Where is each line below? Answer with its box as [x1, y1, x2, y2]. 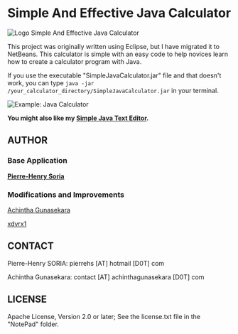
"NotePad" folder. [7, 320, 59, 328]
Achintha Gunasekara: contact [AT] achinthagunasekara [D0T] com [7, 272, 205, 281]
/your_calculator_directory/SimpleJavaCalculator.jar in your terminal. [7, 86, 219, 95]
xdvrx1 [7, 219, 27, 228]
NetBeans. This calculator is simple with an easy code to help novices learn [7, 50, 229, 58]
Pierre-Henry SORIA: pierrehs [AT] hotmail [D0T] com [7, 259, 165, 267]
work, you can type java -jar [7, 78, 94, 87]
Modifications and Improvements [7, 190, 124, 200]
